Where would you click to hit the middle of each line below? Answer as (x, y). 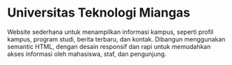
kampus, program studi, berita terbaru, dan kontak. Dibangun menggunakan (116, 39)
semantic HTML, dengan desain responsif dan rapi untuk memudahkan (109, 46)
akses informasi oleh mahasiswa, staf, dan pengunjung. (87, 54)
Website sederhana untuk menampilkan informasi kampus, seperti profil (110, 32)
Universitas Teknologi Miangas (99, 13)
